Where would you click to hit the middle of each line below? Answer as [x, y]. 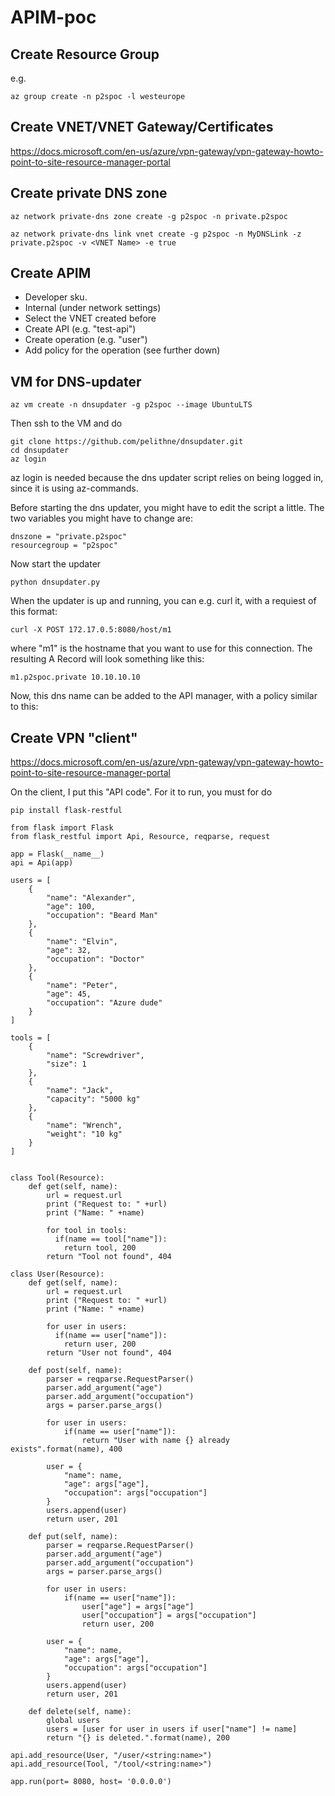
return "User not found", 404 [109, 1353]
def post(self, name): [75, 1371]
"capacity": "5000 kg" [93, 1099]
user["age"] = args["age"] [138, 1607]
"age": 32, [69, 951]
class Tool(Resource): [57, 1178]
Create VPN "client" [74, 737]
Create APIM [51, 273]
